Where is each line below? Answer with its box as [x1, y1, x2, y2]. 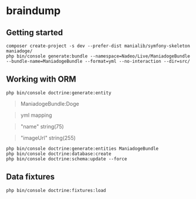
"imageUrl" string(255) [20, 134, 76, 141]
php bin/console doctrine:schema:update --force [6, 156, 127, 162]
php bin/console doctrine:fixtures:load [6, 187, 107, 193]
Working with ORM [6, 75, 76, 85]
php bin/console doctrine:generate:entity [6, 90, 111, 96]
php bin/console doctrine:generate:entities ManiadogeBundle [6, 146, 159, 151]
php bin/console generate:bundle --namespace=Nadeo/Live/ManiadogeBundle [6, 53, 191, 59]
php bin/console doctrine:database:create [6, 151, 111, 157]
